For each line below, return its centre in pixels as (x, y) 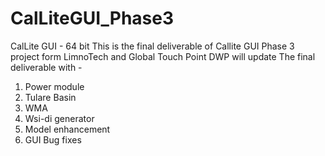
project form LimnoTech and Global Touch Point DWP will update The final (163, 56)
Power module (54, 86)
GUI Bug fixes (53, 139)
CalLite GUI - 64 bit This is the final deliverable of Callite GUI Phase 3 (152, 46)
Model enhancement (67, 129)
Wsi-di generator (59, 118)
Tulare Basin (50, 97)
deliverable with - (46, 67)
